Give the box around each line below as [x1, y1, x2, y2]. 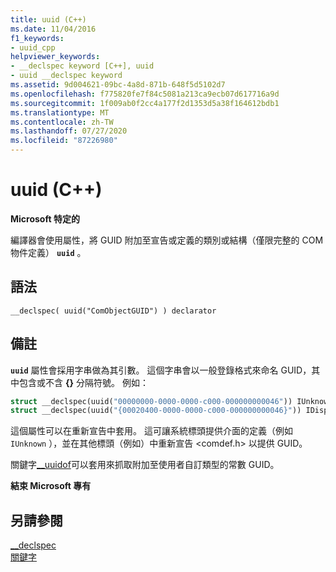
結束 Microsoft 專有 [10, 480, 92, 492]
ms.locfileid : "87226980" [10, 136, 118, 146]
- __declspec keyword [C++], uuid [10, 61, 155, 71]
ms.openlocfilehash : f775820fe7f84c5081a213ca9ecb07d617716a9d [10, 89, 280, 99]
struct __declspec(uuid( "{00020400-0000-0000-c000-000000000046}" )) [10, 406, 302, 416]
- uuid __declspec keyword [10, 71, 123, 81]
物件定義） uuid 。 [10, 246, 87, 258]
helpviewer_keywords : [10, 52, 101, 62]
